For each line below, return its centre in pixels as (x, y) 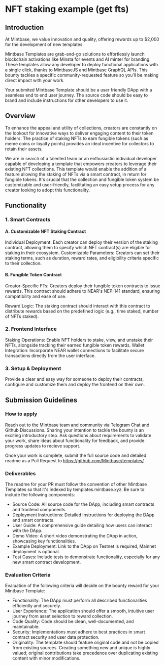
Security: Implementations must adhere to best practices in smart (79, 632)
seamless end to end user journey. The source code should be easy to (77, 95)
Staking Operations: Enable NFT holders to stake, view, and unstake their (79, 340)
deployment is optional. (36, 552)
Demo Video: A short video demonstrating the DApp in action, (75, 536)
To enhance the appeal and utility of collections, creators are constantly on (81, 128)
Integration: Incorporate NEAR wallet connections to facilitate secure (75, 350)
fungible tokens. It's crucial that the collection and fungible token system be (82, 179)
